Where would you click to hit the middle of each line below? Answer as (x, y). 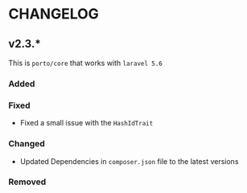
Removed (27, 182)
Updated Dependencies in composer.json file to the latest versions (129, 161)
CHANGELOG (54, 14)
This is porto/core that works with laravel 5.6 (86, 63)
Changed (27, 144)
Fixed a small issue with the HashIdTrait (86, 123)
